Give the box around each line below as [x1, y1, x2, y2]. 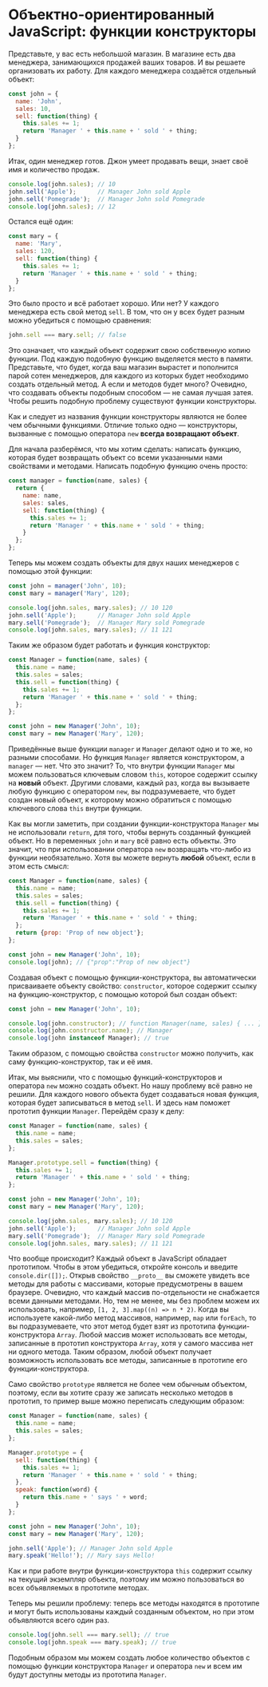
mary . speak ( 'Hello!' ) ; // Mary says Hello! [8, 1551, 156, 1560]
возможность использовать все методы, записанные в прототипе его [8, 1356, 248, 1365]
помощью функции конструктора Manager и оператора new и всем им [8, 1661, 242, 1671]
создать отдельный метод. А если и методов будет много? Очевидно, [8, 379, 247, 389]
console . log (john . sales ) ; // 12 [8, 202, 116, 211]
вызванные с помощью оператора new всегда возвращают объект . [8, 429, 239, 438]
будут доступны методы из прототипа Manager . [8, 1670, 167, 1680]
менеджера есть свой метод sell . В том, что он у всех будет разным [8, 307, 245, 317]
